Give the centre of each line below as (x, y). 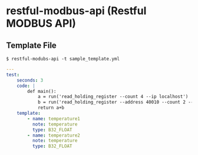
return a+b (51, 108)
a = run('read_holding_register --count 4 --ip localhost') (113, 97)
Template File (32, 45)
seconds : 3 (30, 80)
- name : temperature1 (54, 119)
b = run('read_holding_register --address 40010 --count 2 (111, 102)
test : (13, 75)
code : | (26, 86)
